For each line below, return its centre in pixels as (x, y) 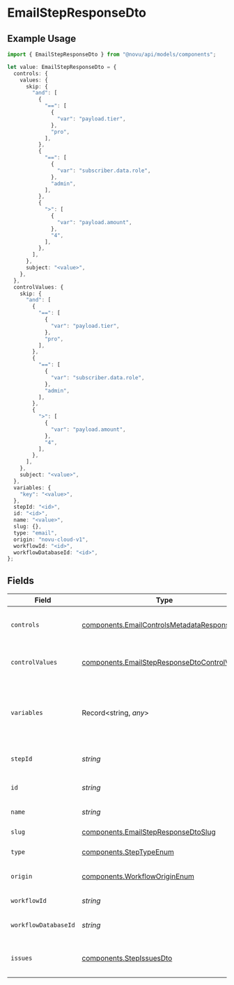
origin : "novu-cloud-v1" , (51, 539)
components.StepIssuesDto (127, 959)
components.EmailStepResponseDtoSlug (149, 832)
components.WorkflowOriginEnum (138, 876)
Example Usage (42, 39)
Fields (21, 580)
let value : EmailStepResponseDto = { (62, 67)
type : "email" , (36, 533)
